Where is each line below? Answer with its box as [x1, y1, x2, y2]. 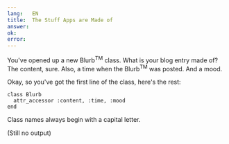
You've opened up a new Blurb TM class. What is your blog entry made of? [7, 55, 219, 64]
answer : [7, 23, 30, 30]
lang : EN [7, 10, 39, 17]
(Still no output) [7, 129, 52, 137]
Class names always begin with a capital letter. [7, 116, 141, 124]
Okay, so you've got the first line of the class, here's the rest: [7, 78, 182, 87]
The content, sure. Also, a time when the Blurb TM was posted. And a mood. [7, 63, 223, 73]
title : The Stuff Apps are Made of [7, 17, 113, 24]
